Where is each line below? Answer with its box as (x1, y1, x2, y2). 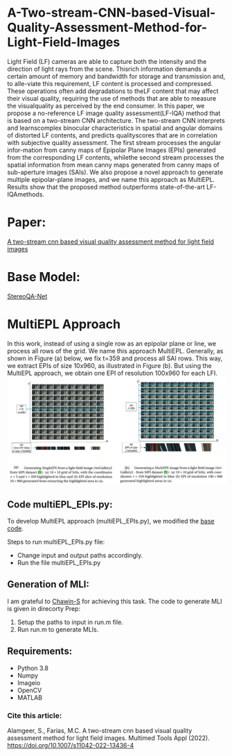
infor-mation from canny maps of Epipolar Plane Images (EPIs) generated (7, 146, 216, 154)
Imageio (17, 678, 41, 687)
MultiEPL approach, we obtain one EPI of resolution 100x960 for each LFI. (7, 369, 218, 377)
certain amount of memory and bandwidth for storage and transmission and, (7, 72, 226, 81)
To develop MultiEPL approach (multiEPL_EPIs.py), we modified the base (7, 517, 215, 526)
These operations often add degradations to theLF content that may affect (7, 87, 219, 95)
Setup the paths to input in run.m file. (17, 618, 123, 626)
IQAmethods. (7, 190, 45, 199)
